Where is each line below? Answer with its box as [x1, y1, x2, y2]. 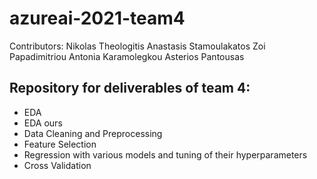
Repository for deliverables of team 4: [9, 80, 251, 97]
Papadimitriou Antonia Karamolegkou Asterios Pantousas [9, 50, 245, 62]
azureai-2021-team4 [9, 7, 186, 30]
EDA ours [23, 117, 63, 129]
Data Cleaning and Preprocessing [23, 127, 163, 139]
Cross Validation [23, 159, 92, 171]
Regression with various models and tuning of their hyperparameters [23, 148, 308, 161]
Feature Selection [23, 138, 97, 150]
